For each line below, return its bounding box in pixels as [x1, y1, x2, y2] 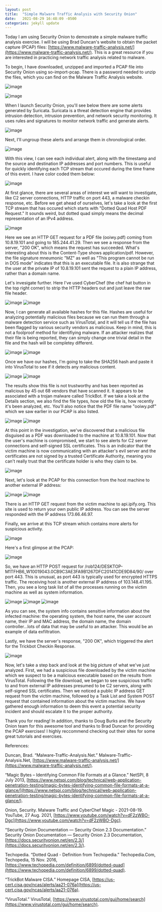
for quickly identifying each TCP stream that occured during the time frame [5, 166, 155, 172]
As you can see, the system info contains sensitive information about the [5, 608, 150, 614]
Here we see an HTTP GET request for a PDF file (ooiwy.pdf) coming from [5, 234, 152, 240]
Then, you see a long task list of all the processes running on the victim [5, 584, 147, 590]
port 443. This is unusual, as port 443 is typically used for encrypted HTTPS [5, 574, 158, 580]
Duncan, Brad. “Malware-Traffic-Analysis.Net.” [5, 752, 98, 758]
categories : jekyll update [5, 20, 59, 26]
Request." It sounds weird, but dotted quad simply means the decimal [5, 211, 144, 216]
